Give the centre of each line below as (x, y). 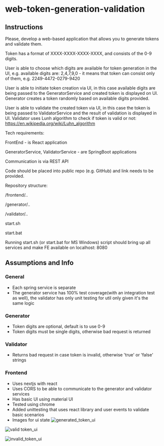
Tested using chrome (34, 404)
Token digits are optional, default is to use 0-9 (59, 326)
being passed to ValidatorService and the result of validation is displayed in (81, 113)
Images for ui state (31, 420)
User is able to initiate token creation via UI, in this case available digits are (80, 88)
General (15, 277)
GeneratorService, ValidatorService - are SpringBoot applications (71, 152)
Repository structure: (26, 185)
